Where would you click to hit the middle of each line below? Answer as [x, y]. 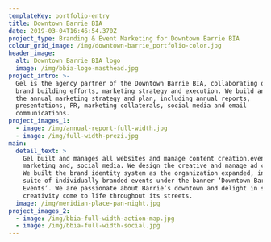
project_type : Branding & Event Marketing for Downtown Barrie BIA [124, 38]
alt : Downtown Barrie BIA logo [68, 61]
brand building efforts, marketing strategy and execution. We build [135, 91]
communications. [43, 114]
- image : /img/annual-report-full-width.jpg [92, 128]
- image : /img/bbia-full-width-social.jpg [88, 226]
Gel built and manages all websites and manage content [119, 158]
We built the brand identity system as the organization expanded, [138, 173]
